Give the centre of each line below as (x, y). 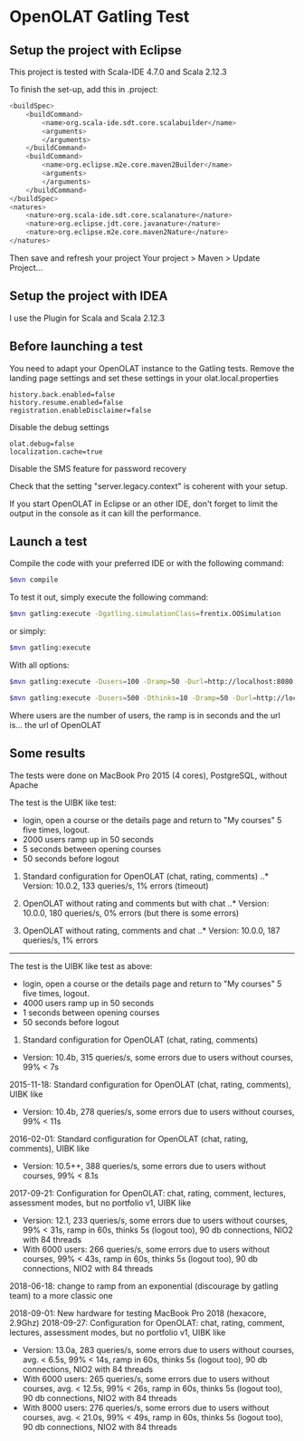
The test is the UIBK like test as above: (81, 965)
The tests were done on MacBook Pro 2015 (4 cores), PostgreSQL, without (148, 775)
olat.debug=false (42, 444)
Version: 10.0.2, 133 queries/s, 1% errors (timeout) (116, 886)
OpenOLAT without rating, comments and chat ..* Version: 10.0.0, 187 (151, 930)
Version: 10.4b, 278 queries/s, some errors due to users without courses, (158, 1111)
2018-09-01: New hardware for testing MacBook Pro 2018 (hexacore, (138, 1313)
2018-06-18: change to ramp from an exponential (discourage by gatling (144, 1286)
